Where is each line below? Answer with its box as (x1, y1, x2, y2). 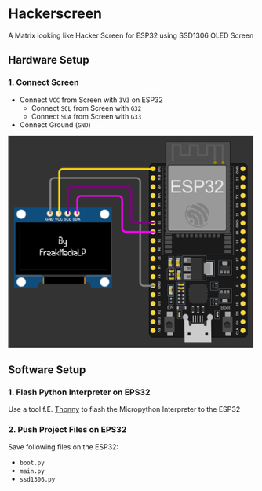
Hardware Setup (8, 53, 89, 67)
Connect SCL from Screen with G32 (31, 103, 142, 112)
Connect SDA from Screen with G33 (31, 112, 142, 121)
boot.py (19, 459, 45, 467)
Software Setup (8, 363, 86, 377)
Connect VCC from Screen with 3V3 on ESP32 (19, 95, 163, 104)
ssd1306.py (19, 475, 56, 483)
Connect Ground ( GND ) (19, 119, 92, 130)
